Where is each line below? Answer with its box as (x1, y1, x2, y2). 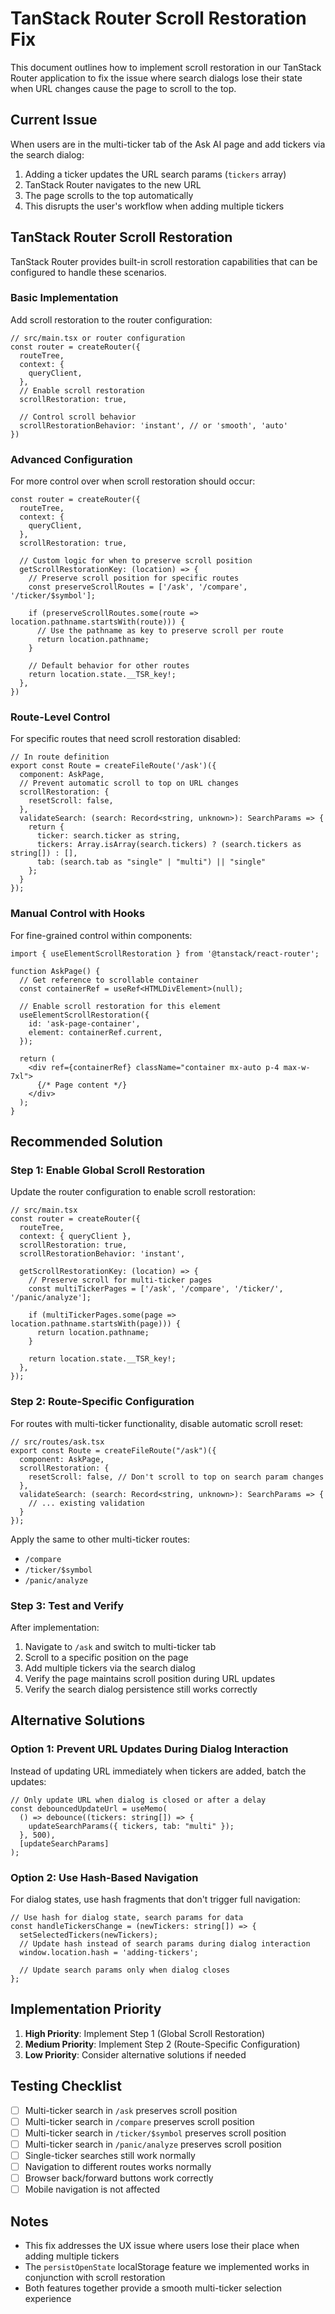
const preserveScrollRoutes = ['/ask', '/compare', (28, 582, 248, 592)
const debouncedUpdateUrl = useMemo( (10, 1803, 168, 1814)
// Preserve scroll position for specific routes (28, 573, 240, 584)
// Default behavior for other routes (28, 661, 190, 671)
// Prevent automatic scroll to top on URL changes (19, 778, 240, 789)
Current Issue (10, 112, 98, 129)
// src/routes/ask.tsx (10, 1437, 105, 1447)
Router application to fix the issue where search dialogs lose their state (10, 72, 303, 84)
